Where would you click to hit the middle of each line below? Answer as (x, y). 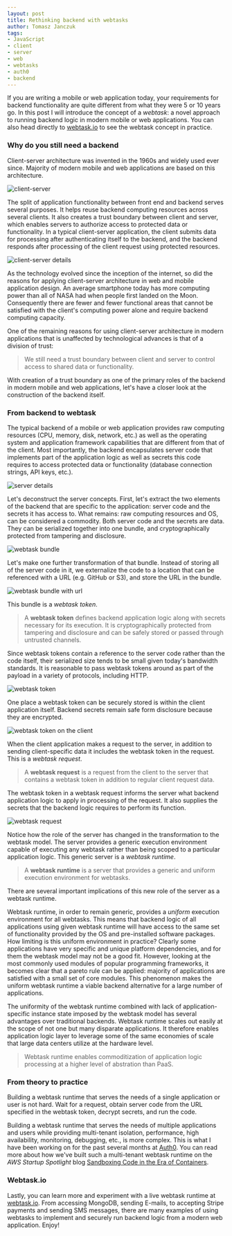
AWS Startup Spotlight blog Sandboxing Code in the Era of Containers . (108, 1162)
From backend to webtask (52, 412)
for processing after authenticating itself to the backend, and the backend (113, 239)
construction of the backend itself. (56, 395)
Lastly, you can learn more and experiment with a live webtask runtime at (111, 1195)
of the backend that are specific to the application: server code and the (109, 506)
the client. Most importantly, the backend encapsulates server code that (110, 450)
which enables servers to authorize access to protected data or (98, 224)
